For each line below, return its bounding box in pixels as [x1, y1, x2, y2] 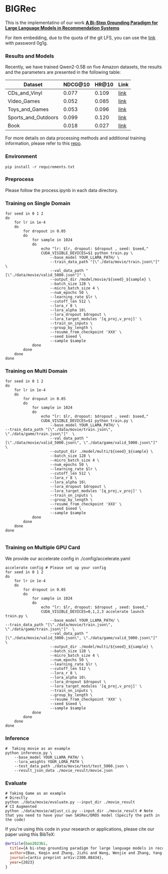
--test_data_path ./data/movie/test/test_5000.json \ [14, 764, 128, 769]
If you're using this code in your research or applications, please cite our [5, 826, 154, 832]
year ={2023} [9, 859, 35, 865]
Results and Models [5, 52, 54, 59]
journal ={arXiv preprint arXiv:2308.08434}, [9, 855, 104, 860]
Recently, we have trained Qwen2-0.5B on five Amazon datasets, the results [5, 64, 162, 70]
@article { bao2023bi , [5, 841, 48, 846]
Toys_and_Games [7, 106, 49, 113]
